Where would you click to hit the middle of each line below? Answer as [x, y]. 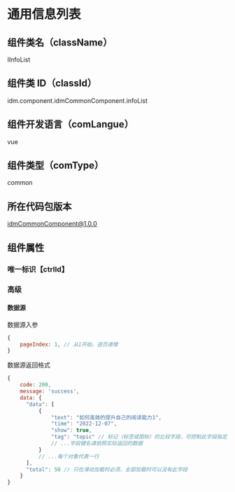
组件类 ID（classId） [52, 84]
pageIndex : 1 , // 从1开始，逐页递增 [69, 344]
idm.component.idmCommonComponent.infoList [78, 100]
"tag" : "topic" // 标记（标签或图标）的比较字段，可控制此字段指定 [139, 437]
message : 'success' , [50, 392]
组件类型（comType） [56, 166]
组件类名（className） [60, 42]
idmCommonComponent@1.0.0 [52, 224]
